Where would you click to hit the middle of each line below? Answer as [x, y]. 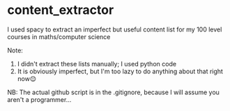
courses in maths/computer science [59, 36]
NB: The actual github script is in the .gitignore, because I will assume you [113, 92]
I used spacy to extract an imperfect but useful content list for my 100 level [115, 29]
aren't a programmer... [39, 99]
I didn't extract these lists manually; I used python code [97, 64]
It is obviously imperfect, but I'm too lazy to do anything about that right [120, 71]
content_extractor [61, 10]
